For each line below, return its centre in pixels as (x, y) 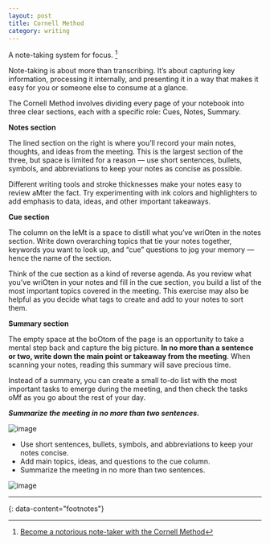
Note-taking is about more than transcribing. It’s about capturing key (122, 71)
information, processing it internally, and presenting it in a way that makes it (133, 79)
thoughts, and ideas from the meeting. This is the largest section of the (126, 152)
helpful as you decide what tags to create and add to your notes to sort (126, 299)
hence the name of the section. (60, 258)
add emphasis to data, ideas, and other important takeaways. (110, 201)
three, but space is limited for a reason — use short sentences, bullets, (125, 160)
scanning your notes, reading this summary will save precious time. (120, 365)
